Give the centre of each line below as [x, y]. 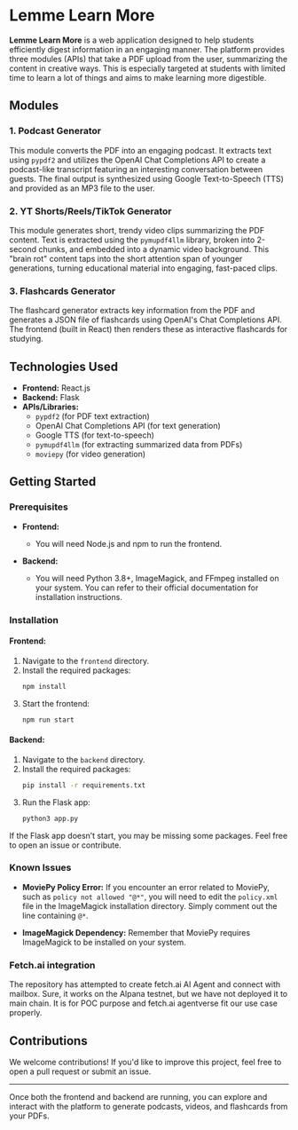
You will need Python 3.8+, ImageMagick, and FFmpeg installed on [157, 578]
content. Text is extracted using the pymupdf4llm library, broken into [132, 240]
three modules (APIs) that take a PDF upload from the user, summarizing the [149, 59]
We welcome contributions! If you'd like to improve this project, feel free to [145, 1062]
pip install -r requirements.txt [84, 785]
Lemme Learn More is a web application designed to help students [132, 40]
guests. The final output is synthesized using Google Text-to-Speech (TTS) [146, 178]
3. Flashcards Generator [63, 291]
